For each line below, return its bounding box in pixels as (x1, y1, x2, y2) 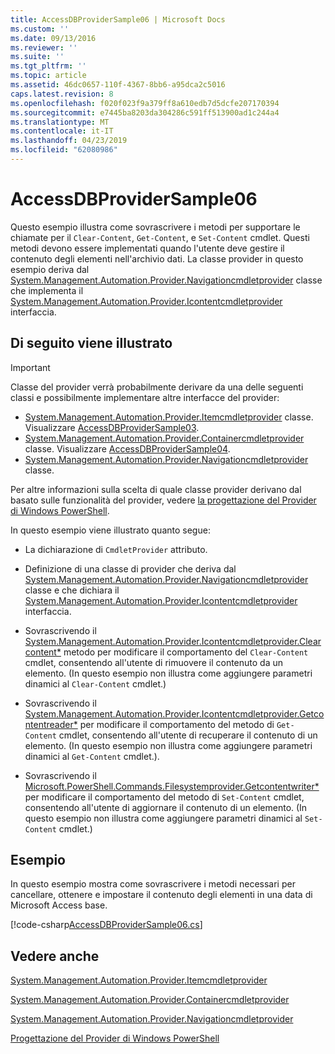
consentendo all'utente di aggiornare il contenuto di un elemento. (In (24, 801, 308, 813)
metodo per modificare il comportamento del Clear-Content (63, 646, 309, 658)
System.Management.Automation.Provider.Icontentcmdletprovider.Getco (24, 707, 325, 720)
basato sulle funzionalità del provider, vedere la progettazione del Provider (10, 494, 317, 506)
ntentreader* (24, 718, 78, 730)
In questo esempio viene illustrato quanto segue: (10, 524, 211, 536)
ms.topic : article (10, 71, 87, 81)
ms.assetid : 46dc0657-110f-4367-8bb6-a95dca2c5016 (10, 80, 226, 90)
